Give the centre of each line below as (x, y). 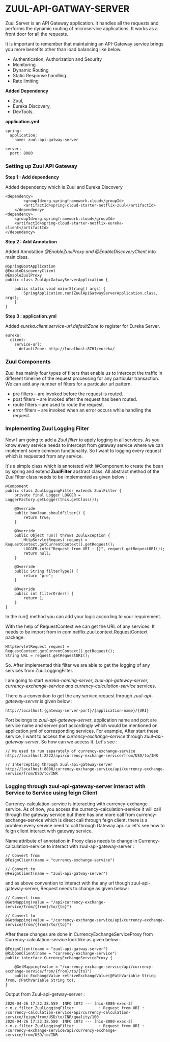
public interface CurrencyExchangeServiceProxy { (59, 958)
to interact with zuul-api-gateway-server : (90, 846)
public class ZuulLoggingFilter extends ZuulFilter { (64, 491)
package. (15, 637)
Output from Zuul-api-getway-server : (45, 994)
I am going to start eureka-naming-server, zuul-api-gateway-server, (77, 680)
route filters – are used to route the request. (58, 404)
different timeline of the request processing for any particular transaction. (82, 378)
